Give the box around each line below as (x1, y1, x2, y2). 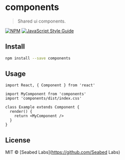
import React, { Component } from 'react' (5, 83, 95, 88)
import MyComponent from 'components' (5, 92, 86, 97)
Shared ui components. (17, 18, 66, 24)
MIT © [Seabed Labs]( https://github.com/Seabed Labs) (5, 149, 120, 155)
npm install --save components (5, 56, 71, 61)
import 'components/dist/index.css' (5, 96, 82, 101)
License (5, 136, 31, 144)
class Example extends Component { (5, 105, 80, 110)
